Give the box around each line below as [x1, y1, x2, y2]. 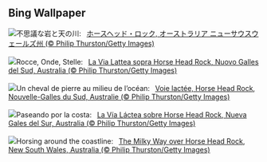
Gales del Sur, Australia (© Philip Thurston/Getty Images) [8, 118, 196, 128]
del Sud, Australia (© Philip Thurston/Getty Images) [8, 65, 178, 75]
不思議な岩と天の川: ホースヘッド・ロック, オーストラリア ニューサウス [16, 28, 253, 38]
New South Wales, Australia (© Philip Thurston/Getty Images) [8, 144, 210, 154]
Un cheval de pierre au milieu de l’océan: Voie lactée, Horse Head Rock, [16, 83, 256, 93]
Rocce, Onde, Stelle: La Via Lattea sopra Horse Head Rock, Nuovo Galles [16, 57, 259, 66]
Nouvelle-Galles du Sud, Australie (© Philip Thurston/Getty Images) [8, 92, 230, 101]
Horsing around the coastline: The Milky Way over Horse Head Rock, [16, 136, 245, 146]
